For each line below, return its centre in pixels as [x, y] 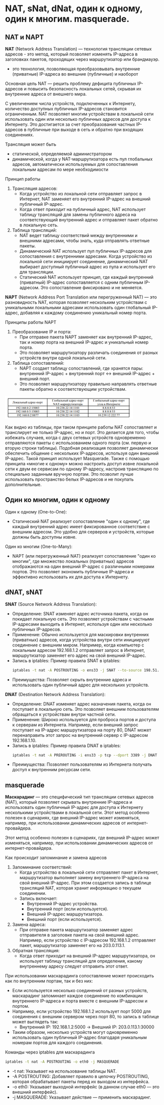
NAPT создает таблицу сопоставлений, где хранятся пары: [81, 368]
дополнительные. [23, 485]
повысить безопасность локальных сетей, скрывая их [84, 89]
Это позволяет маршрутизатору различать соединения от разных [89, 352]
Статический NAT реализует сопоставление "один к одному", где [81, 521]
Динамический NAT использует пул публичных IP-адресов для [85, 251]
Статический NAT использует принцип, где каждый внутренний [86, 277]
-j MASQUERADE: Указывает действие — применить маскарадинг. [82, 1097]
